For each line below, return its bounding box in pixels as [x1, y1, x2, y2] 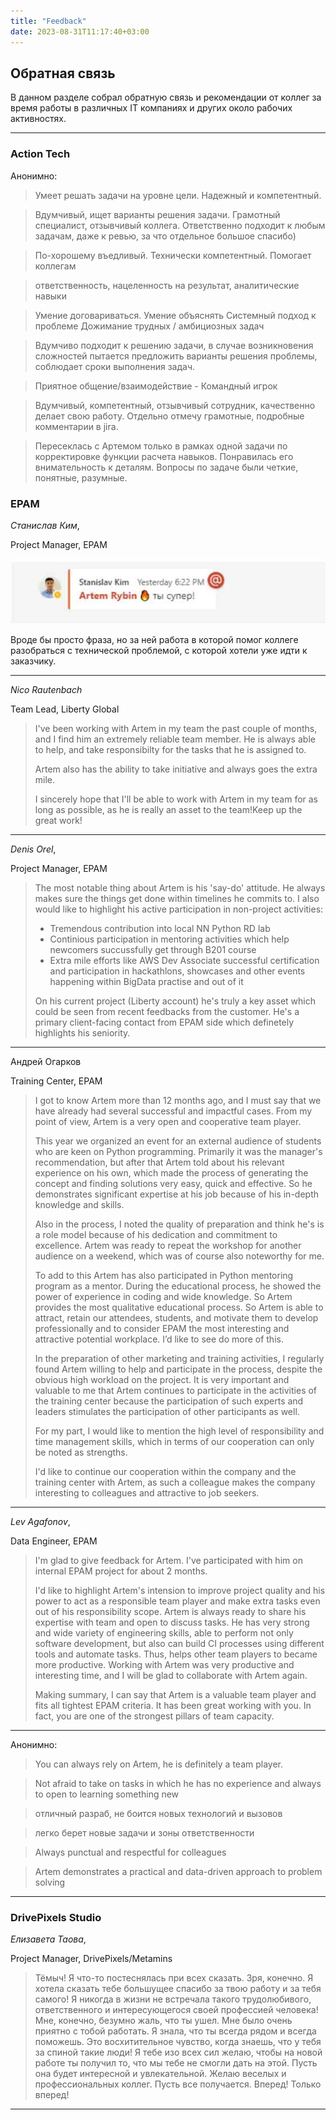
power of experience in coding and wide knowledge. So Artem [34, 1290, 293, 1302]
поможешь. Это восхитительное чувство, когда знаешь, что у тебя [34, 2036, 322, 2048]
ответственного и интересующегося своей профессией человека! [34, 2004, 319, 2016]
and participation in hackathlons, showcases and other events [49, 965, 306, 977]
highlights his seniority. [34, 1026, 131, 1039]
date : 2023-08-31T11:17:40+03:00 [10, 26, 150, 37]
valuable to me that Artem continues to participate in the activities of [34, 1384, 318, 1396]
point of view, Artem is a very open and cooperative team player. [34, 1115, 302, 1127]
